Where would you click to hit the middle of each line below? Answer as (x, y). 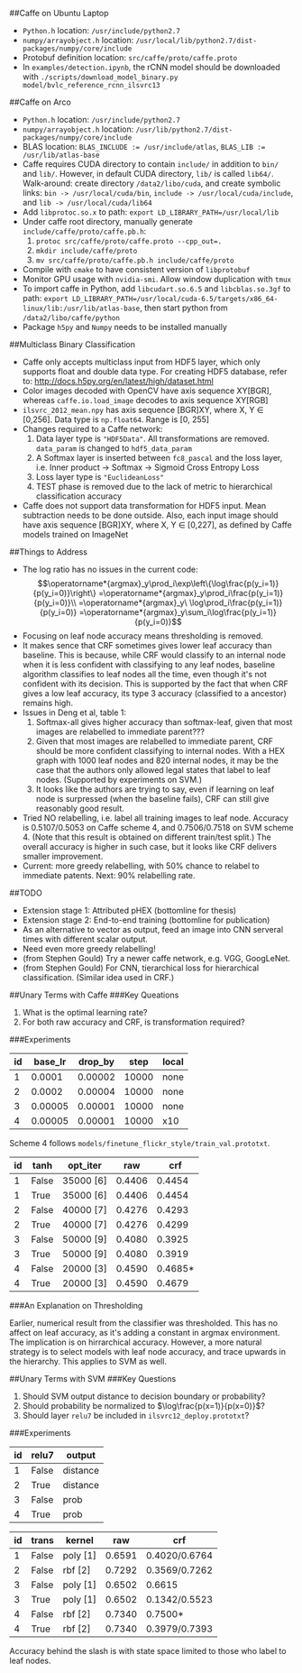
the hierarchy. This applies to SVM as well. (88, 1361)
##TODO (26, 893)
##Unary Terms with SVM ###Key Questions (93, 1379)
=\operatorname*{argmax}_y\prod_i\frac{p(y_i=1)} (191, 593)
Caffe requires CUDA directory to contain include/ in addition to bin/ (151, 164)
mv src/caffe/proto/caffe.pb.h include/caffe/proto (135, 261)
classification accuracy (79, 496)
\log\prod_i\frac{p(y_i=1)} (236, 602)
